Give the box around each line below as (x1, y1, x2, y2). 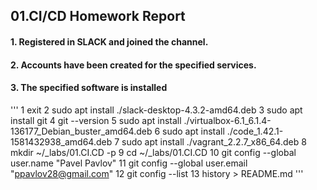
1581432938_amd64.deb (10, 135, 113, 148)
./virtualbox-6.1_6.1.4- (183, 114, 272, 126)
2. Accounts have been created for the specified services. (10, 59, 257, 71)
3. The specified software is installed (10, 82, 168, 94)
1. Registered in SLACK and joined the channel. (10, 35, 209, 48)
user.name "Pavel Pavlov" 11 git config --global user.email (10, 157, 248, 169)
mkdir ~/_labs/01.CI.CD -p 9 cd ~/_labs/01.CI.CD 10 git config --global (10, 146, 297, 158)
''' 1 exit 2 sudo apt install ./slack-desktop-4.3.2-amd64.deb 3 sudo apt (10, 104, 303, 116)
